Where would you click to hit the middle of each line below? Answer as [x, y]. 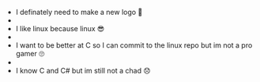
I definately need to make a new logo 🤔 [79, 12]
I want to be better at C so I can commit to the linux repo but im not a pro [134, 45]
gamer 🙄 [30, 53]
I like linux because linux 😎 [60, 29]
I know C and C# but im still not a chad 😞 [83, 71]
